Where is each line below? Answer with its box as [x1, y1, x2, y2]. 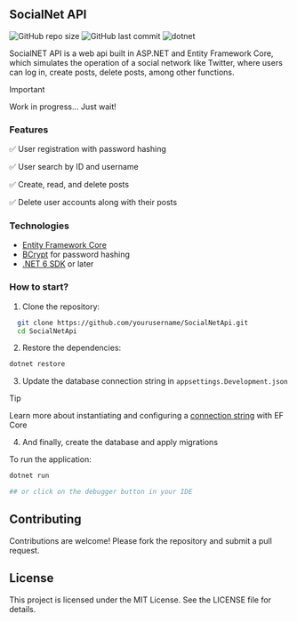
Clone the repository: [21, 301, 100, 312]
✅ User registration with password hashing [9, 144, 167, 155]
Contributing [9, 512, 82, 527]
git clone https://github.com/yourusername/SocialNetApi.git [17, 318, 249, 327]
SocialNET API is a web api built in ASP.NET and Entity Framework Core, [9, 48, 274, 59]
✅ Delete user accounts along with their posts [9, 197, 178, 208]
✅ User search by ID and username [9, 162, 140, 172]
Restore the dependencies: [21, 342, 122, 354]
